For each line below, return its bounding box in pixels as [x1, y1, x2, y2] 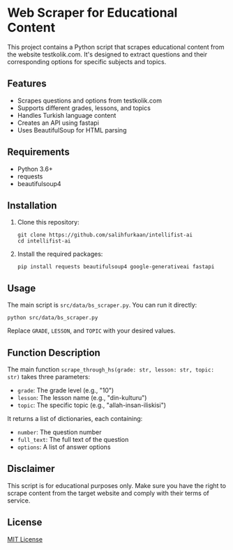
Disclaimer [7, 463, 55, 475]
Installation [7, 199, 57, 211]
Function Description [7, 346, 101, 358]
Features [7, 78, 47, 90]
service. [7, 496, 31, 505]
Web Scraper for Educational [7, 5, 178, 21]
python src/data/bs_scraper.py [7, 314, 98, 321]
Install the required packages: [17, 250, 103, 259]
